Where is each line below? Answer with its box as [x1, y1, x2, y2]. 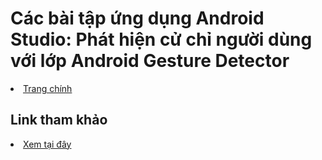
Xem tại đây [23, 138, 72, 150]
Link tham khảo [10, 112, 108, 129]
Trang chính [23, 82, 73, 94]
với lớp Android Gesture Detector [10, 50, 290, 72]
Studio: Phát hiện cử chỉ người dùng [10, 28, 313, 51]
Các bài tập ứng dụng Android [10, 7, 265, 30]
